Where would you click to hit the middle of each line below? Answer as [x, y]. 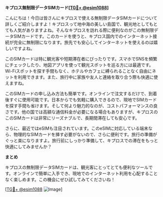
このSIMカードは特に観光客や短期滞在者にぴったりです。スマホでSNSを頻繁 [81, 59]
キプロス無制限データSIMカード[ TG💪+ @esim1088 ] [57, 8]
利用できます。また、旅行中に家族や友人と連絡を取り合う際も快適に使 [88, 77]
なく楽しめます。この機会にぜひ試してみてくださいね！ [60, 179]
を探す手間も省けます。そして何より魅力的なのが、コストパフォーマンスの [79, 106]
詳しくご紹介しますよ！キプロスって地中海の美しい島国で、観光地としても [79, 24]
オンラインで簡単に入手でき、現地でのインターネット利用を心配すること [85, 173]
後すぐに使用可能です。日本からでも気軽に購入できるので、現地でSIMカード [81, 100]
